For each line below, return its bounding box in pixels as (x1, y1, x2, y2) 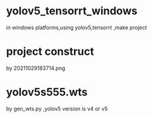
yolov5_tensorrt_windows (6, 4, 138, 18)
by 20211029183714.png (6, 64, 65, 72)
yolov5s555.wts (6, 85, 88, 99)
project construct (6, 45, 94, 58)
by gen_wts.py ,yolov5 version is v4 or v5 (6, 105, 108, 112)
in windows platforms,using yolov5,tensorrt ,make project (6, 24, 147, 31)
